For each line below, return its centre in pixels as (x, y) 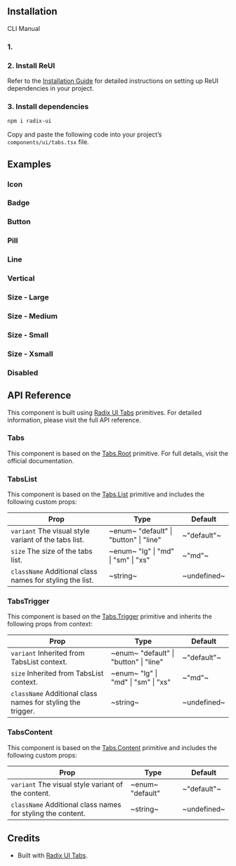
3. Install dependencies (48, 106)
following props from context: (50, 624)
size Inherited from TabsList (57, 673)
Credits (24, 838)
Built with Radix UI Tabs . (52, 855)
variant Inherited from (48, 653)
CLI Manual (24, 28)
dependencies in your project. (51, 89)
